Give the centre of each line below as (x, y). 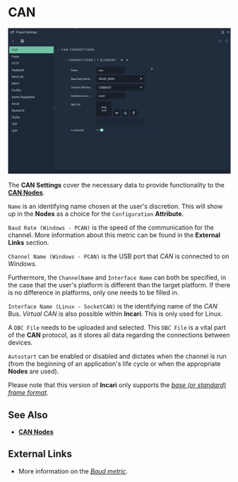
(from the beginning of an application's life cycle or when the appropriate (114, 364)
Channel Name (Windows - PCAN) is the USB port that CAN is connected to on (119, 256)
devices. (20, 343)
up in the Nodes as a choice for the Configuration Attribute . (96, 214)
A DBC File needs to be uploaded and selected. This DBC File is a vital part (117, 328)
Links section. (29, 243)
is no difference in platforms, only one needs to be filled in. (94, 293)
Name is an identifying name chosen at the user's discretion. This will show (115, 207)
